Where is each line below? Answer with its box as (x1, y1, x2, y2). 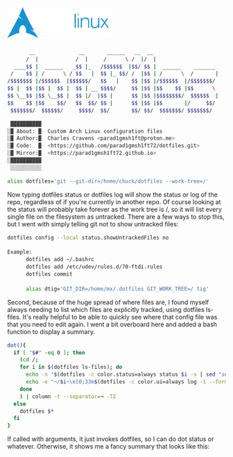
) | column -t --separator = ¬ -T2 (19, 393, 116, 400)
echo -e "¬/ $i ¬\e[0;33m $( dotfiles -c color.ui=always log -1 (25, 379, 207, 385)
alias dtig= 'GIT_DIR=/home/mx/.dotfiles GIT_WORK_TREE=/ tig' (25, 285, 209, 292)
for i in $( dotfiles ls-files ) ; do (19, 364, 123, 371)
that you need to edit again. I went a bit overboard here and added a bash (7, 320, 217, 329)
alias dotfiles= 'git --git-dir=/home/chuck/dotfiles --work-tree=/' (7, 178, 209, 185)
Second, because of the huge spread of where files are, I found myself (7, 298, 209, 306)
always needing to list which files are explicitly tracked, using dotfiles (7, 305, 205, 313)
